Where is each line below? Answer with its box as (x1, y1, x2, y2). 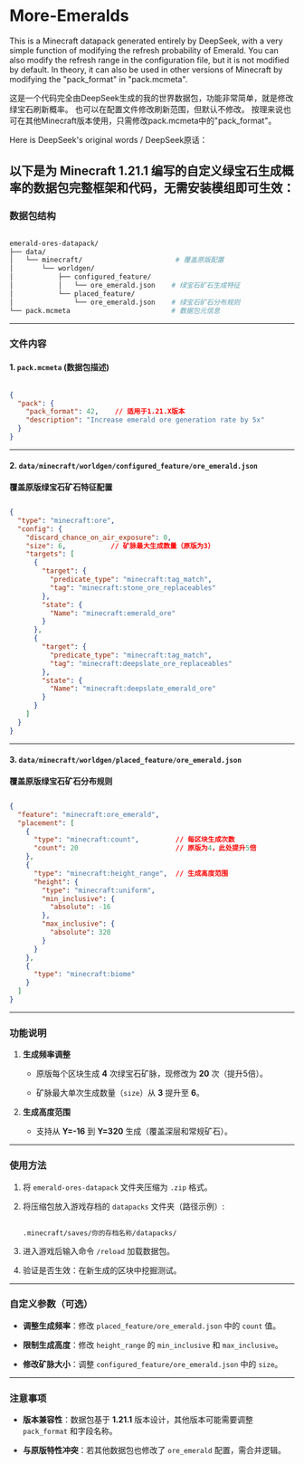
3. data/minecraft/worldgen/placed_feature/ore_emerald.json (9, 755, 242, 765)
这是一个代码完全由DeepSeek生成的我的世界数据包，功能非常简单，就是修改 (9, 92, 294, 103)
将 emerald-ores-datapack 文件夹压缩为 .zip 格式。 (22, 1182, 213, 1193)
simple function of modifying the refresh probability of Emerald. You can (9, 44, 279, 55)
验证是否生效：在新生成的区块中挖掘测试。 (22, 1264, 182, 1276)
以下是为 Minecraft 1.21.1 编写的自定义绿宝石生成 (9, 164, 282, 179)
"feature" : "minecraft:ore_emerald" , (17, 810, 160, 819)
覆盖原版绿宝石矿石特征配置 (9, 481, 113, 493)
